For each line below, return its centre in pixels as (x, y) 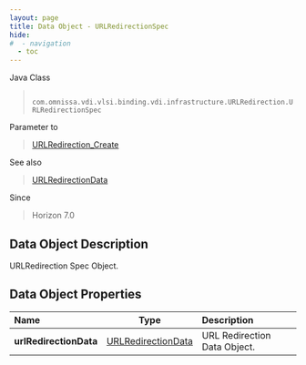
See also (26, 162)
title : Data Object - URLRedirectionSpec (89, 26)
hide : (20, 35)
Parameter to (34, 127)
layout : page (34, 18)
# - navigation (40, 43)
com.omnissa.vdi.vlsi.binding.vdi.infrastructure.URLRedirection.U (162, 102)
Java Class (30, 77)
